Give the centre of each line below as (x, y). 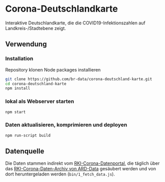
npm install (18, 88)
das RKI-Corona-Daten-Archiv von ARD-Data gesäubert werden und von (81, 169)
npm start (16, 112)
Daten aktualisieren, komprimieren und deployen (66, 125)
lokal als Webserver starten (40, 101)
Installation (19, 59)
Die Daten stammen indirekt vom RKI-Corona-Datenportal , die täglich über (82, 163)
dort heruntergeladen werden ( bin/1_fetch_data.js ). (60, 174)
